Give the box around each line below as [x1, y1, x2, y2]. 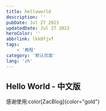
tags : [6, 42, 19, 48]
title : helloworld [6, 8, 51, 15]
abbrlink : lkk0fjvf [6, 36, 54, 42]
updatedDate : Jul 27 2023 [6, 25, 69, 31]
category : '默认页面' [6, 53, 56, 58]
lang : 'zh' [6, 58, 33, 64]
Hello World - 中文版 [6, 81, 81, 92]
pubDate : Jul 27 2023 [6, 19, 59, 25]
